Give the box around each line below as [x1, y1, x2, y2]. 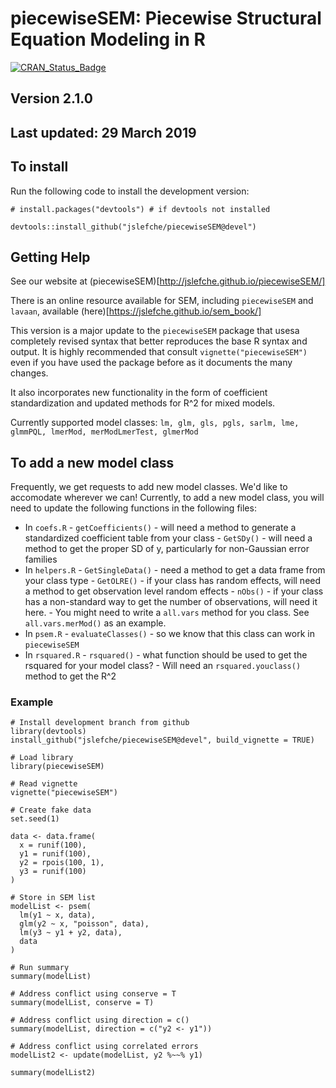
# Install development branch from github [10, 718, 190, 728]
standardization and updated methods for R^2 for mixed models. [10, 397, 276, 409]
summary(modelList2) [10, 1068, 97, 1078]
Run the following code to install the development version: [10, 185, 250, 197]
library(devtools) [10, 727, 87, 737]
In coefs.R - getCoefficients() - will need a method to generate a [24, 522, 297, 534]
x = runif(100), [19, 840, 87, 851]
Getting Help [10, 248, 91, 266]
